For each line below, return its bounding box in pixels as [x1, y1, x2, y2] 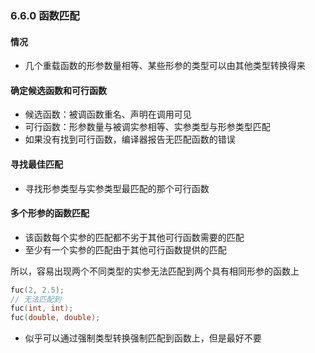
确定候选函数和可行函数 [10, 84, 107, 96]
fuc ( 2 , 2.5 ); [10, 285, 65, 295]
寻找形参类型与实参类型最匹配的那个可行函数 [24, 182, 210, 194]
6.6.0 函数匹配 [10, 8, 80, 22]
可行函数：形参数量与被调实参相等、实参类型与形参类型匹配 [24, 121, 271, 133]
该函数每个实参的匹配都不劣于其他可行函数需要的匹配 [24, 231, 245, 243]
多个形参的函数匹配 [10, 207, 90, 219]
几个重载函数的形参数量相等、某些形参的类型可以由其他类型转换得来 [24, 60, 306, 72]
